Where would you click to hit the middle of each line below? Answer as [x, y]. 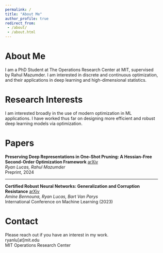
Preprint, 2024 [20, 172]
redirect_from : [20, 23]
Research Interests [44, 100]
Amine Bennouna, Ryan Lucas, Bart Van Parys [52, 196]
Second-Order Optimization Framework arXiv [52, 162]
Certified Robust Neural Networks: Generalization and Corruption [73, 186]
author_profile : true [27, 18]
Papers [20, 143]
